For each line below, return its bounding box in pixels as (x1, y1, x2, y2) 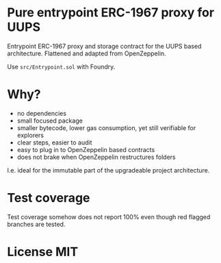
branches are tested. (7, 220, 66, 228)
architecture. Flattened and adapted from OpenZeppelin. (7, 49, 166, 58)
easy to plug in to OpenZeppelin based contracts (16, 145, 155, 153)
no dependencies (16, 109, 67, 117)
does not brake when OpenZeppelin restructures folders (16, 153, 176, 161)
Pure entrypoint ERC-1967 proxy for (7, 5, 214, 21)
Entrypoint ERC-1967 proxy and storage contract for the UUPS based (7, 42, 202, 50)
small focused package (16, 116, 83, 125)
